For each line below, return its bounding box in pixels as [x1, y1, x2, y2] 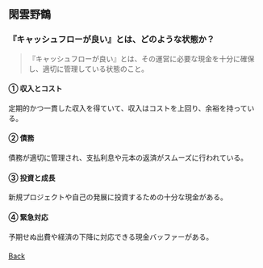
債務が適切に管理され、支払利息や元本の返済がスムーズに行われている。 [8, 153, 248, 163]
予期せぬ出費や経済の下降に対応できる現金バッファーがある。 [8, 232, 214, 241]
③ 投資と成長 [8, 173, 56, 182]
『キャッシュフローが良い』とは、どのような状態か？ [8, 34, 215, 45]
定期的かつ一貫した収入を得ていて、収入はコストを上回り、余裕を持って [8, 103, 248, 113]
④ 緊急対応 [8, 212, 48, 222]
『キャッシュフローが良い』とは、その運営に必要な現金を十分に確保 [27, 53, 255, 63]
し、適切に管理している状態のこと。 [27, 64, 149, 73]
